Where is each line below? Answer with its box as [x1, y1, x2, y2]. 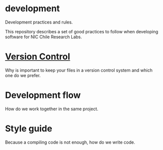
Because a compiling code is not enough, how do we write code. [5, 139, 135, 145]
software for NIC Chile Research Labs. [5, 34, 82, 40]
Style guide [5, 123, 53, 134]
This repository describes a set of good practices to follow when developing [5, 28, 159, 34]
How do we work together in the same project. [5, 106, 99, 112]
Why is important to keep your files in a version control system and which [5, 67, 153, 73]
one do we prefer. [5, 72, 41, 78]
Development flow [5, 90, 81, 101]
